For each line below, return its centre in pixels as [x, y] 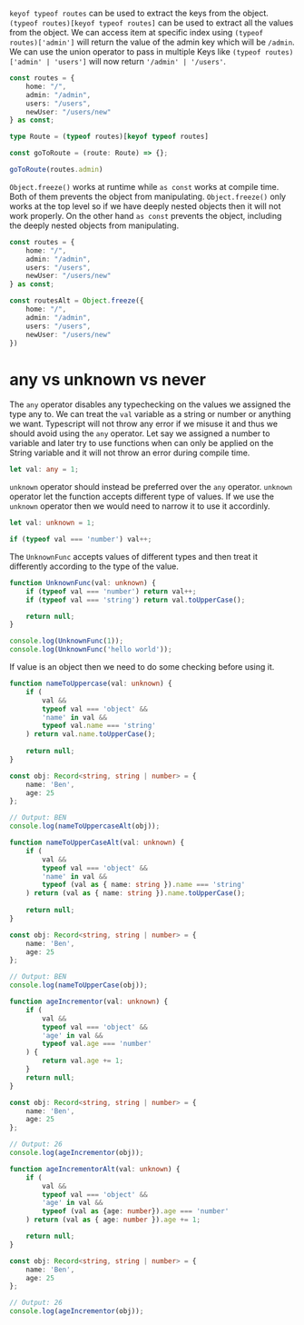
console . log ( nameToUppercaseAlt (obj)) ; [85, 826]
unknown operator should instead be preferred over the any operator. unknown [151, 487]
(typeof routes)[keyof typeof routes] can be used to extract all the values [152, 23]
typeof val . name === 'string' [99, 726]
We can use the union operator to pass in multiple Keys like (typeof [135, 52]
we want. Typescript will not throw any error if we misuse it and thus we [144, 424]
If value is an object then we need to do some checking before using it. [142, 667]
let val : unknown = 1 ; [52, 523]
